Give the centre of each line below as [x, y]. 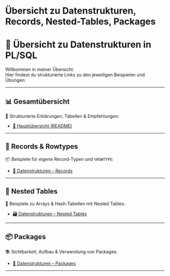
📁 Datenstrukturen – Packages [44, 263]
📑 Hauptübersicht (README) [42, 126]
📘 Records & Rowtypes [42, 147]
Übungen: [16, 80]
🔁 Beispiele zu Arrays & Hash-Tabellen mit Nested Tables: [65, 203]
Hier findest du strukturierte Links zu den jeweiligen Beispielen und [75, 75]
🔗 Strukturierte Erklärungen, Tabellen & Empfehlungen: [62, 116]
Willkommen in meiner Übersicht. [40, 70]
